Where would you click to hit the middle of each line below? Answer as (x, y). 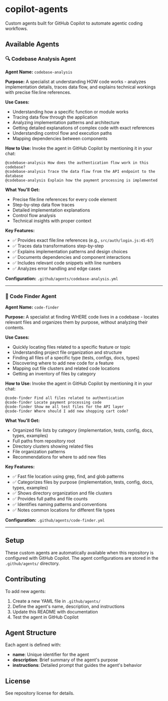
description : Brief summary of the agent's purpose (65, 660)
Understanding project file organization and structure (67, 352)
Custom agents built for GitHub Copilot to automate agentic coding (74, 23)
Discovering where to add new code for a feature (63, 363)
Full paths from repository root (44, 441)
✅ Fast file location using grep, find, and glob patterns (68, 476)
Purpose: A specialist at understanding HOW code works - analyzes (76, 81)
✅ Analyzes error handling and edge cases (56, 268)
